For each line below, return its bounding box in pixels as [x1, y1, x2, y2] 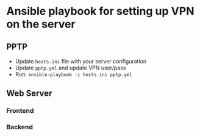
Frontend [6, 107, 34, 115]
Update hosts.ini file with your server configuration [15, 58, 147, 65]
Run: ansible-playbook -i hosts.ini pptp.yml [15, 71, 132, 77]
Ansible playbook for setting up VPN [6, 4, 195, 18]
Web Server [6, 88, 52, 99]
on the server [6, 17, 76, 31]
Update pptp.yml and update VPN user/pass [15, 64, 126, 71]
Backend [6, 123, 34, 132]
